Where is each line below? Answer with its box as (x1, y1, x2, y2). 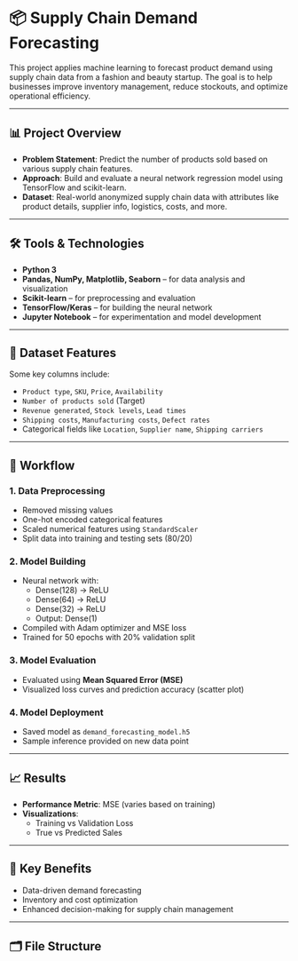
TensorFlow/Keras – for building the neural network (21, 302, 213, 313)
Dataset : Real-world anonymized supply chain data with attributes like (21, 191, 279, 202)
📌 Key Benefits (9, 862, 92, 877)
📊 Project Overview (9, 126, 122, 141)
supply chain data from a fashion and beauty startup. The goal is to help (9, 71, 273, 82)
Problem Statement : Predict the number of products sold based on (21, 154, 269, 164)
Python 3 (21, 264, 58, 274)
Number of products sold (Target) (21, 395, 145, 406)
